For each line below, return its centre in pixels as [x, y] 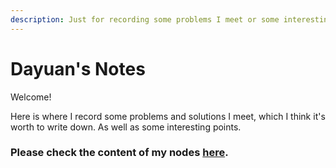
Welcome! [31, 97]
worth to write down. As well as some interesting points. [126, 127]
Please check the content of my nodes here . [119, 153]
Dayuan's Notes [78, 68]
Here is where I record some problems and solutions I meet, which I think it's [168, 116]
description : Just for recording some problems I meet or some [145, 19]
